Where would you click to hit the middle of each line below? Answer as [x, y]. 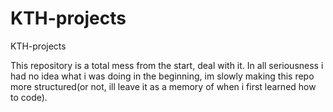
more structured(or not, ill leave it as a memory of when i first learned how [163, 86]
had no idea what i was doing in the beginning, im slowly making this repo [162, 76]
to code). [29, 97]
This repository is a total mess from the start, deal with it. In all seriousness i [167, 65]
